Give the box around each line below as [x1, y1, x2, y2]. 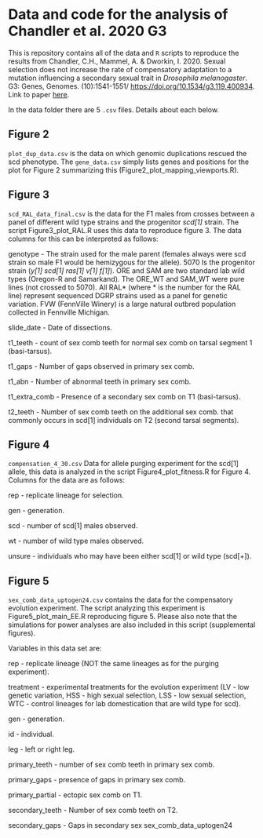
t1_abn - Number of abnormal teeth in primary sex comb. [8, 377, 192, 386]
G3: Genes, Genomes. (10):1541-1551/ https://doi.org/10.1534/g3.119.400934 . [8, 81, 255, 91]
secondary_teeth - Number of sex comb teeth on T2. [8, 806, 178, 815]
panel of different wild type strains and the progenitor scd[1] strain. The [8, 217, 239, 227]
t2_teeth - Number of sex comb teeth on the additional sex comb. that [8, 406, 234, 417]
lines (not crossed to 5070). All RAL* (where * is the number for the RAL [8, 282, 241, 292]
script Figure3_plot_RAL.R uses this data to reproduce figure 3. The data [8, 225, 242, 235]
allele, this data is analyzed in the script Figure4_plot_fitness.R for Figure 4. [8, 467, 251, 476]
